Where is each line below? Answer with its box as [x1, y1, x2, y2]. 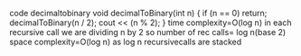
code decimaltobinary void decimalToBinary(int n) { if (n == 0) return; [9, 8, 268, 18]
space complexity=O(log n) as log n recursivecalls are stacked [9, 36, 242, 47]
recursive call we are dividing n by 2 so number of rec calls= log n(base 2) [9, 27, 287, 37]
